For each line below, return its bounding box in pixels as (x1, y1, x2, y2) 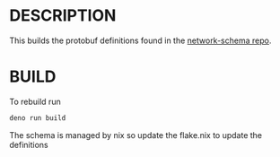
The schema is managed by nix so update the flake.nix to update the (9, 129, 263, 140)
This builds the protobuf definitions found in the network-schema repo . (9, 35, 272, 46)
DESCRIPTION (9, 5, 117, 26)
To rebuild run (9, 96, 61, 107)
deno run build (9, 113, 66, 122)
